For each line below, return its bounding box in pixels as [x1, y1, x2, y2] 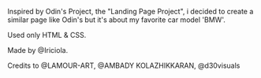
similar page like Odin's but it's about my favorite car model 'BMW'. [7, 15, 226, 24]
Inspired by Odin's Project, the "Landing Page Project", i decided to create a [7, 7, 254, 16]
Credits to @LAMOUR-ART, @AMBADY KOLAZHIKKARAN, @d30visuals [7, 61, 240, 70]
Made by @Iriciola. [7, 46, 69, 54]
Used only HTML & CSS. [7, 31, 87, 39]
